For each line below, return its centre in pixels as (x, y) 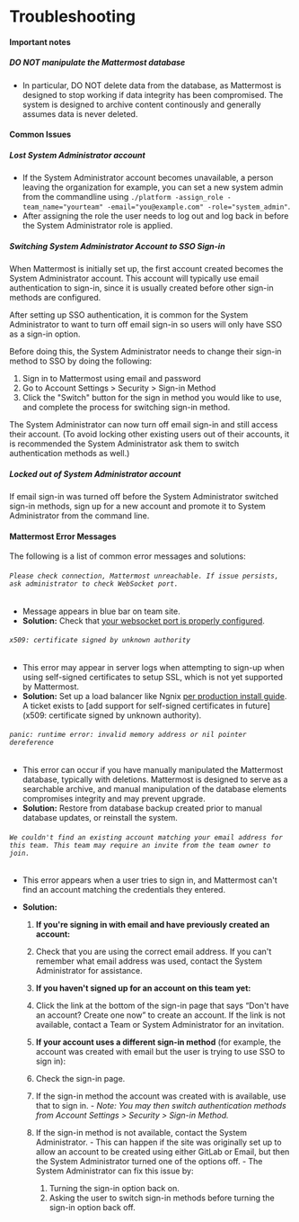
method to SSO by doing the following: (81, 361)
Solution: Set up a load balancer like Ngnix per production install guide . (154, 696)
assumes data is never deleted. (80, 113)
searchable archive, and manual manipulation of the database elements (154, 789)
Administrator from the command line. (79, 516)
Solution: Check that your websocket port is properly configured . (143, 620)
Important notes (40, 41)
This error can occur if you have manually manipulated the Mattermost (153, 770)
